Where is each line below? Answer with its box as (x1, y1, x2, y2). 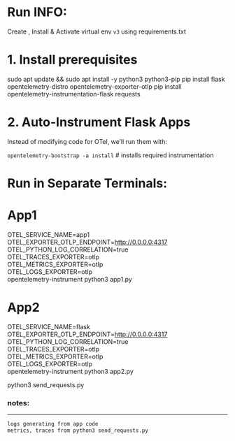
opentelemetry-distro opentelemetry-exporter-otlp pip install (7, 82, 182, 91)
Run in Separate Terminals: (7, 175, 168, 191)
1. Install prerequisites (7, 52, 138, 68)
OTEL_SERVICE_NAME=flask (7, 322, 91, 331)
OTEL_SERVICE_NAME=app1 (7, 230, 90, 238)
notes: (7, 398, 30, 407)
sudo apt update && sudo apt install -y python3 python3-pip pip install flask (7, 75, 225, 83)
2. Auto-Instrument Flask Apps (7, 115, 191, 130)
